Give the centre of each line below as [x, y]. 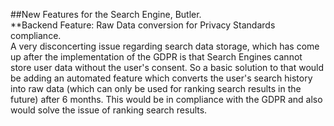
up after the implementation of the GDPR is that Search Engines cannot [156, 57]
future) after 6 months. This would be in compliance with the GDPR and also [166, 99]
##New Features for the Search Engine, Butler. [106, 14]
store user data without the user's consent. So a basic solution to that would [167, 67]
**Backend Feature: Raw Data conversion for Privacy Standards [143, 25]
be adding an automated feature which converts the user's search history [161, 78]
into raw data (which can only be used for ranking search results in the [156, 88]
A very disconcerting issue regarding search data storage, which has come [165, 46]
